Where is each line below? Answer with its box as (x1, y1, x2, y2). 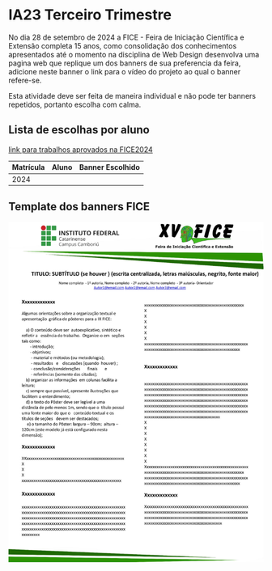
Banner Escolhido (79, 163, 140, 172)
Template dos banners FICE (8, 200, 151, 214)
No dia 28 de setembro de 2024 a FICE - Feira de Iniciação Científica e (8, 32, 244, 42)
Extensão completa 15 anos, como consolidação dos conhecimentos (8, 40, 237, 50)
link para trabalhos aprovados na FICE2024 (8, 144, 154, 154)
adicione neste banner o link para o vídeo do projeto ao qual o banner (8, 66, 241, 76)
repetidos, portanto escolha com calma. (8, 99, 142, 109)
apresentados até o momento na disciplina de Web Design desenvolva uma (8, 49, 260, 59)
